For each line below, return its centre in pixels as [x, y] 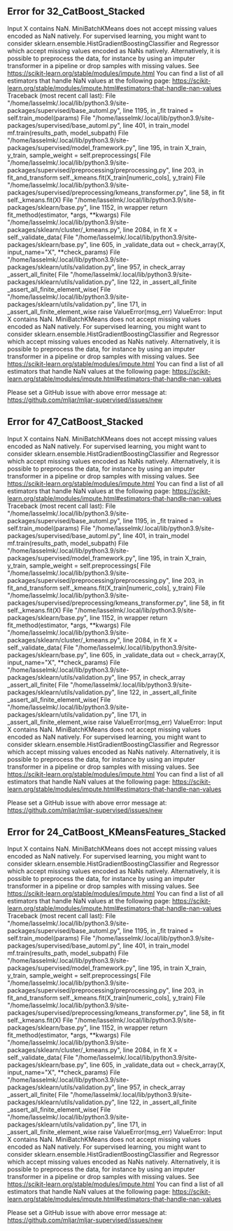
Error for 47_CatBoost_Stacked [75, 422]
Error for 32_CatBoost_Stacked [76, 12]
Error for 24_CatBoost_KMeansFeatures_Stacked [116, 832]
